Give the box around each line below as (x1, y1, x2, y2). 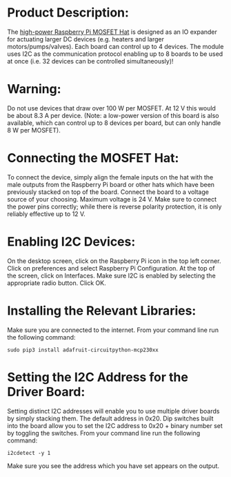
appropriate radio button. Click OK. (7, 278, 106, 287)
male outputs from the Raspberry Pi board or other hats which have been (7, 180, 215, 188)
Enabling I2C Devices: (7, 234, 136, 249)
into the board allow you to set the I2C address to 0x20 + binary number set (7, 421, 223, 429)
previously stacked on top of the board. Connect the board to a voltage (7, 188, 209, 196)
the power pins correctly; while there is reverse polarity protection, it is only (7, 202, 222, 211)
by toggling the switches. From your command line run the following (7, 429, 201, 437)
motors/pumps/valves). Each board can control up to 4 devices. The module (7, 42, 224, 50)
